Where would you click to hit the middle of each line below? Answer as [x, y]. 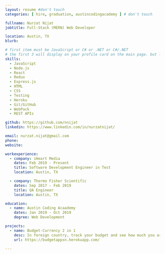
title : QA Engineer [34, 190]
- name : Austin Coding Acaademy [43, 208]
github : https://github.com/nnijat [41, 123]
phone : [12, 140]
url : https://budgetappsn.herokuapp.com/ [57, 240]
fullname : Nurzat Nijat [29, 23]
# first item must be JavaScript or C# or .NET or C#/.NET [67, 50]
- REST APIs [22, 114]
